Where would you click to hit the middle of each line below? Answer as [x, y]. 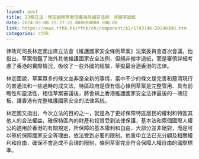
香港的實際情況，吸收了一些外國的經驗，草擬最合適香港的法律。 [94, 66]
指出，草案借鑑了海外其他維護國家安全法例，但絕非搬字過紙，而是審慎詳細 [97, 59]
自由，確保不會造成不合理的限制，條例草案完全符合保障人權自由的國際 [102, 143]
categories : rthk [28, 34]
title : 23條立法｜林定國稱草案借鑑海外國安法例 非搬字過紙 [71, 17]
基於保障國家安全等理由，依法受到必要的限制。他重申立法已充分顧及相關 [99, 135]
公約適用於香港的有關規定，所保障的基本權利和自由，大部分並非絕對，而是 [97, 128]
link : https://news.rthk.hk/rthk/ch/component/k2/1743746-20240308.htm [96, 28]
